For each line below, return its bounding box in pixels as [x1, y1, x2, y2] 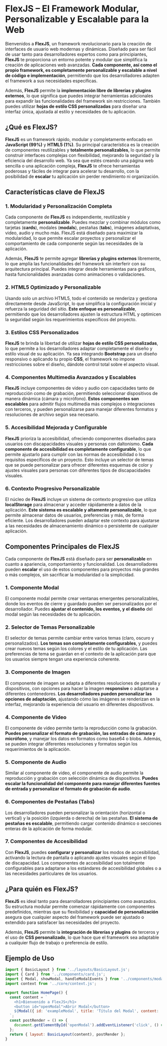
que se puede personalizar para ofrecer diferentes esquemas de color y [5, 462, 153, 468]
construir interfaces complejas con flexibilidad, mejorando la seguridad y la [5, 152, 159, 158]
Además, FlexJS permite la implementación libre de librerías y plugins [5, 87, 152, 93]
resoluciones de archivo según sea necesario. [5, 412, 99, 418]
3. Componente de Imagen [5, 669, 71, 676]
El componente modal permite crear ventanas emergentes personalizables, [5, 595, 159, 601]
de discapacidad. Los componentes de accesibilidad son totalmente [5, 860, 145, 866]
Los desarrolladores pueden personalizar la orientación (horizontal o [5, 810, 146, 816]
